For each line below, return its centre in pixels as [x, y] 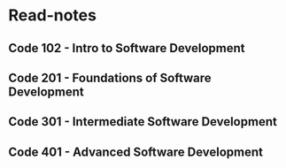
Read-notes [52, 15]
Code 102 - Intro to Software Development [127, 48]
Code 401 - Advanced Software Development [135, 152]
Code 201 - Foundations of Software [110, 77]
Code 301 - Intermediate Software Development [143, 122]
